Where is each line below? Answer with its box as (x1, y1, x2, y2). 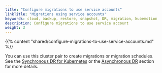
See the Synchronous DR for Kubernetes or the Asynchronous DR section (5, 58, 154, 64)
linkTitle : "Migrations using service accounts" (5, 12, 107, 17)
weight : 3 (5, 25, 26, 30)
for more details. (5, 64, 38, 70)
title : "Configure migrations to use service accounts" (5, 7, 122, 12)
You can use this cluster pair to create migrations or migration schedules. (5, 53, 154, 59)
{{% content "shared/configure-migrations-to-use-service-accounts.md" (5, 38, 154, 44)
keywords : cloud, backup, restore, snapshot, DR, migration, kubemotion (5, 16, 158, 21)
